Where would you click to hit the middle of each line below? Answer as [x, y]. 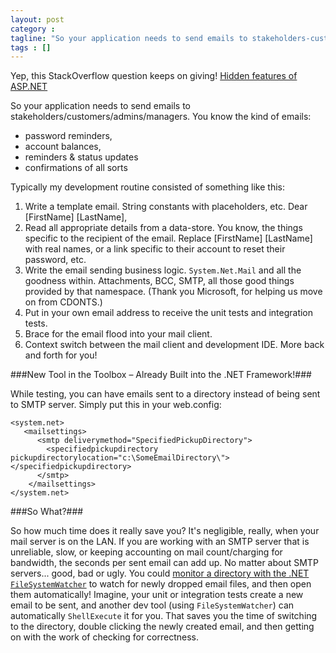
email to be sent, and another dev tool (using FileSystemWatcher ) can [152, 605]
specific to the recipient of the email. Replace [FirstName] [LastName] [168, 238]
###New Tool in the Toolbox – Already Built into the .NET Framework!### [161, 375]
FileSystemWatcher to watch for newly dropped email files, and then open [161, 584]
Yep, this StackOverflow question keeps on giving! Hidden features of [154, 76]
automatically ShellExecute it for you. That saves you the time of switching [164, 616]
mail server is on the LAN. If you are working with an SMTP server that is [160, 542]
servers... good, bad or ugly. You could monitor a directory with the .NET [160, 573]
